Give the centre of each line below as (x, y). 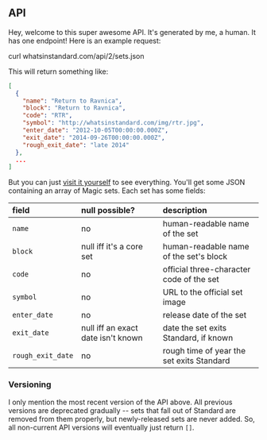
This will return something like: (58, 71)
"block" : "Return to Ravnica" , (74, 108)
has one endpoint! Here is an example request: (85, 41)
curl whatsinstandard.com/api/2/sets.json (76, 56)
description (185, 210)
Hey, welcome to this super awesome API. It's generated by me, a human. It (132, 32)
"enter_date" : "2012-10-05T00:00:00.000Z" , (96, 130)
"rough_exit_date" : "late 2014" (76, 145)
